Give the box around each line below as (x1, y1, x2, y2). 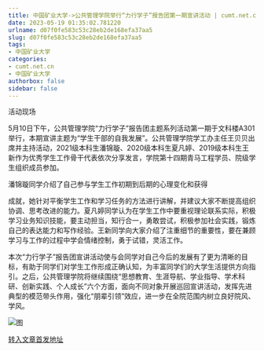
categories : (8, 56, 47, 64)
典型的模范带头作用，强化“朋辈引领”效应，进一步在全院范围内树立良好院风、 (8, 291, 255, 301)
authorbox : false (8, 77, 65, 85)
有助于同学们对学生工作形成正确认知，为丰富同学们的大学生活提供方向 (21, 262, 249, 272)
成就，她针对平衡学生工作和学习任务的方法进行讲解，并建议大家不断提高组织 (8, 196, 256, 206)
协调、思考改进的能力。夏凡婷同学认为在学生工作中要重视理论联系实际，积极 (8, 206, 256, 216)
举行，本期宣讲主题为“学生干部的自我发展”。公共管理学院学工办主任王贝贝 (8, 133, 249, 143)
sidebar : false (8, 84, 58, 93)
